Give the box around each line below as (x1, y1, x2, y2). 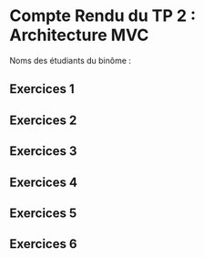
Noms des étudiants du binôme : (9, 55, 132, 66)
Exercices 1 (9, 81, 75, 97)
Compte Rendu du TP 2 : (9, 5, 197, 26)
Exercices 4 (9, 174, 77, 190)
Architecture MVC (9, 25, 149, 46)
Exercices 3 (9, 143, 77, 160)
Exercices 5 (9, 205, 77, 221)
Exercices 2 (9, 112, 77, 128)
